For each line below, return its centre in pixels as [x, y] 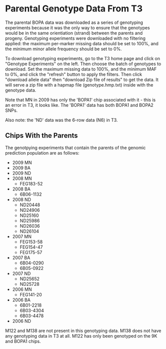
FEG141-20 [31, 294]
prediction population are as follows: [42, 153]
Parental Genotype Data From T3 [74, 9]
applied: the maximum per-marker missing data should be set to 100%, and [82, 43]
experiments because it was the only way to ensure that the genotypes [78, 27]
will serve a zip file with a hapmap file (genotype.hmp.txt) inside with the [79, 85]
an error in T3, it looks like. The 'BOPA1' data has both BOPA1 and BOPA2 [79, 105]
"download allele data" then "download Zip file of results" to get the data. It [82, 80]
